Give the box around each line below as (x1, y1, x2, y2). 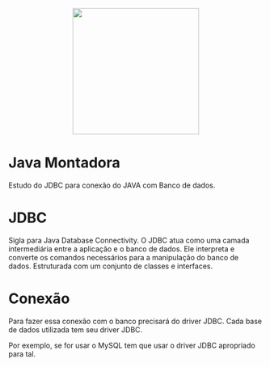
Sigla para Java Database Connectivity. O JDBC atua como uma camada (8, 235, 250, 245)
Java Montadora (8, 154, 120, 172)
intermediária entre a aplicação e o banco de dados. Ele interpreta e (8, 243, 235, 254)
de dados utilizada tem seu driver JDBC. (8, 324, 143, 335)
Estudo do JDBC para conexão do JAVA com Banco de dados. (8, 180, 216, 190)
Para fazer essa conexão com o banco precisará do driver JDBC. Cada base (8, 316, 263, 326)
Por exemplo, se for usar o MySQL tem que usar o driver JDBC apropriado (8, 340, 256, 350)
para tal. (8, 348, 36, 359)
